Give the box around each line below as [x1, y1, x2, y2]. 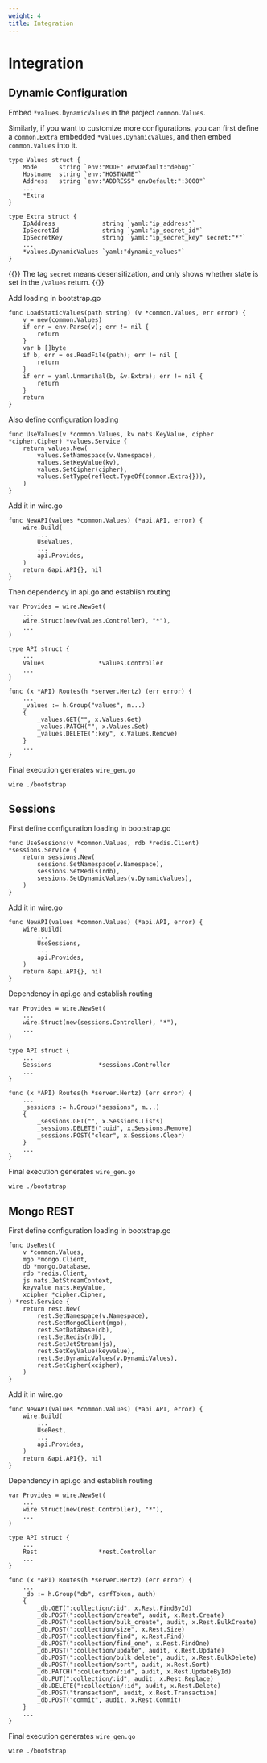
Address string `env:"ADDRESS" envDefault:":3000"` [23, 177, 207, 185]
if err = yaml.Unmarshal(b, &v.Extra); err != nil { [23, 372, 203, 380]
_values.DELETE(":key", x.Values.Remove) [37, 729, 179, 738]
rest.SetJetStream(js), [37, 1340, 117, 1348]
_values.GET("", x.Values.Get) [37, 715, 142, 723]
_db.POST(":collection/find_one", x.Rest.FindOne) [37, 1640, 211, 1648]
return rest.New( [23, 1305, 81, 1313]
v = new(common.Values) [23, 315, 103, 323]
